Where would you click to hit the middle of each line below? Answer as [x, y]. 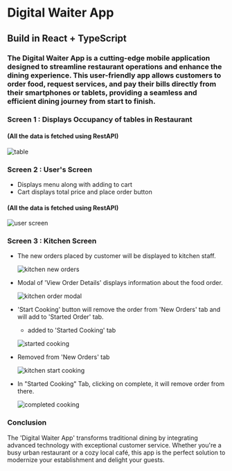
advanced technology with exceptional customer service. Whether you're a [114, 445]
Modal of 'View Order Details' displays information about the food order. [120, 283]
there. [26, 391]
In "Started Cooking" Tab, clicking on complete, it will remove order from [121, 384]
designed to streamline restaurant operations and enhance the [115, 66]
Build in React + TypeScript [67, 38]
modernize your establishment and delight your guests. [86, 460]
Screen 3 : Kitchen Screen [52, 241]
